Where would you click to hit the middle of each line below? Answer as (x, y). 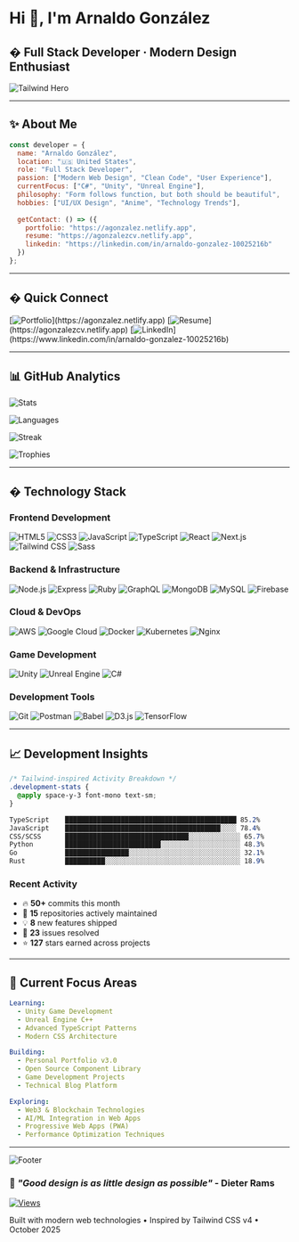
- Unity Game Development (65, 1011)
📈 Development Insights (79, 753)
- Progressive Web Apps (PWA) (73, 1126)
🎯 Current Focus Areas (73, 982)
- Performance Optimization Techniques (91, 1135)
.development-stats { (49, 788)
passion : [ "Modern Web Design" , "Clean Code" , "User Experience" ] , (145, 178)
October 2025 (35, 1230)
